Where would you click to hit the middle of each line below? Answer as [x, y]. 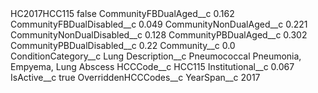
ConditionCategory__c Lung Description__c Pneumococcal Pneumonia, [156, 56]
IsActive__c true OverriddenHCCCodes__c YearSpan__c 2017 [135, 77]
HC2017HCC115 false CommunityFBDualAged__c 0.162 [122, 13]
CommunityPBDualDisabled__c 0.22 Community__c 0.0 [123, 45]
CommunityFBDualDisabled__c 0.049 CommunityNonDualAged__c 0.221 [159, 24]
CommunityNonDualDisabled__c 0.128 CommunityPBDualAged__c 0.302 [159, 35]
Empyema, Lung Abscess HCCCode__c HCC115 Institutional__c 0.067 [152, 66]
